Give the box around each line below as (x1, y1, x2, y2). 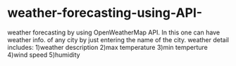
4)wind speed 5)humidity (7, 51, 80, 59)
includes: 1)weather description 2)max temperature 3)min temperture (7, 43, 208, 51)
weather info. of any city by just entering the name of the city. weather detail (7, 35, 230, 44)
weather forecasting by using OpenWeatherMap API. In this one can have (7, 28, 221, 37)
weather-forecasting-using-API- (7, 5, 203, 21)
